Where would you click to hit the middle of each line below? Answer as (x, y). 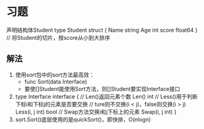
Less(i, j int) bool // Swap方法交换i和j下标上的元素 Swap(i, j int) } (96, 112)
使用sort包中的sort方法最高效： (55, 75)
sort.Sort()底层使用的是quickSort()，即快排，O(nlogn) (83, 119)
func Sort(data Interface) (56, 81)
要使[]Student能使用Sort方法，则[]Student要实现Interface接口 (102, 89)
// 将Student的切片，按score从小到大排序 (58, 37)
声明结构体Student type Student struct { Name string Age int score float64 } (102, 30)
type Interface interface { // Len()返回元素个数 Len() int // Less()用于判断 (106, 96)
